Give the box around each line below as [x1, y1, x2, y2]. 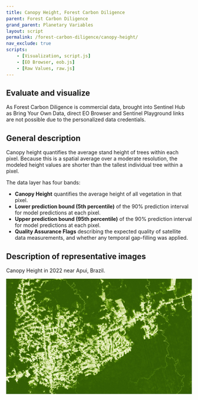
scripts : [6, 47, 28, 53]
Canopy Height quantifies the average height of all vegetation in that [14, 190, 182, 197]
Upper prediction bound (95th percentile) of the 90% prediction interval [14, 216, 192, 223]
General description [6, 133, 81, 143]
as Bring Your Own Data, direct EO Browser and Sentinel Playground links [6, 110, 184, 117]
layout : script [6, 28, 44, 34]
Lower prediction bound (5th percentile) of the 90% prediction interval [14, 203, 189, 210]
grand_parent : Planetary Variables [6, 22, 94, 28]
